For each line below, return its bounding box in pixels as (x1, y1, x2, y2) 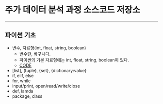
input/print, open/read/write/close (12, 83, 80, 89)
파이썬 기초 (5, 31, 36, 39)
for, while (12, 78, 31, 84)
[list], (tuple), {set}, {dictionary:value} (12, 67, 87, 73)
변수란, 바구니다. (19, 51, 51, 57)
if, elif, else (12, 73, 34, 78)
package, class (12, 93, 43, 99)
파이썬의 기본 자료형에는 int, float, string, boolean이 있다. (19, 57, 130, 63)
